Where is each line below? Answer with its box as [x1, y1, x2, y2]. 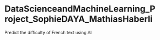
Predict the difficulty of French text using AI [4, 29, 92, 35]
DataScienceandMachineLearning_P [4, 3, 156, 14]
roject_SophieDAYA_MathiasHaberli [4, 13, 153, 25]
